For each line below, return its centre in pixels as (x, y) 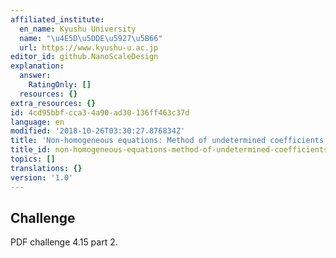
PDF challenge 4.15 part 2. (64, 242)
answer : (35, 76)
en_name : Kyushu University (78, 29)
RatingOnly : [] (60, 85)
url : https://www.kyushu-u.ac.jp (89, 47)
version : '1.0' (42, 177)
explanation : (37, 66)
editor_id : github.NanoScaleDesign (84, 57)
